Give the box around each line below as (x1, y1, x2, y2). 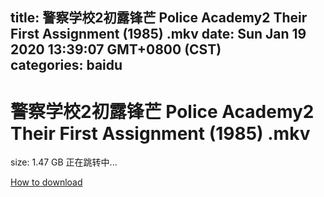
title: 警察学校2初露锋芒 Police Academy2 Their (10, 9, 308, 27)
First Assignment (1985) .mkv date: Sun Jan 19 (10, 26, 307, 43)
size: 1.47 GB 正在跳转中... (10, 156, 118, 168)
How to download (10, 176, 83, 188)
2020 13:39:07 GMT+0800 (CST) (10, 41, 222, 58)
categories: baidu (10, 57, 123, 74)
